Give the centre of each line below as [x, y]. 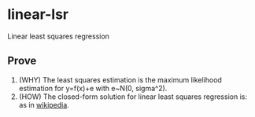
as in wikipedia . [44, 104]
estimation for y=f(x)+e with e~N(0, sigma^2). [93, 88]
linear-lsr [38, 15]
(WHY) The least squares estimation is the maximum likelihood [120, 79]
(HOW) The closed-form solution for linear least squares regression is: [133, 97]
